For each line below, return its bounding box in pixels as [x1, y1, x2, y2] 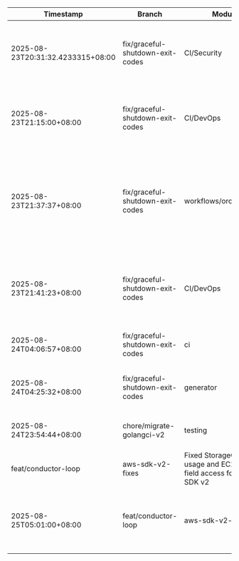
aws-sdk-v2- [122, 460, 171, 469]
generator [184, 383, 218, 392]
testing [184, 425, 208, 435]
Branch [137, 9, 163, 19]
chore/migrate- [122, 421, 175, 430]
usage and [184, 460, 220, 469]
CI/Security [184, 48, 223, 58]
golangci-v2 [122, 430, 165, 440]
